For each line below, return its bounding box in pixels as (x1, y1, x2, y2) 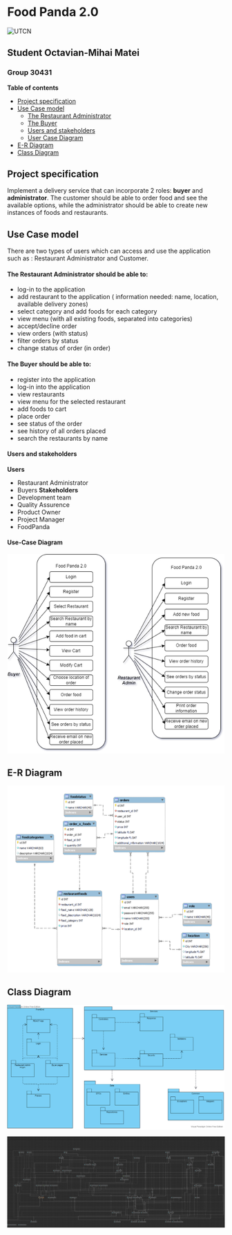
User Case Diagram (27, 133, 84, 142)
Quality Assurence (17, 500, 70, 508)
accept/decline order (17, 322, 77, 330)
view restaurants (17, 390, 65, 398)
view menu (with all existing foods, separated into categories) (17, 315, 193, 323)
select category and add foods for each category (17, 307, 157, 316)
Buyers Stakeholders (17, 486, 79, 494)
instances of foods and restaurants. (7, 209, 108, 217)
